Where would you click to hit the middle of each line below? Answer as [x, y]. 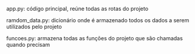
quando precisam [28, 45]
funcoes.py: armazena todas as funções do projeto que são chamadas [95, 38]
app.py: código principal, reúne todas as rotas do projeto [77, 9]
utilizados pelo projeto [34, 27]
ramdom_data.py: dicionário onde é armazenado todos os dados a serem [98, 20]
